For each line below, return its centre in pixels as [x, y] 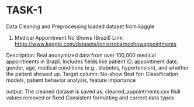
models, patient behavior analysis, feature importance [71, 80]
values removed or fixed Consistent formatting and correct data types [90, 98]
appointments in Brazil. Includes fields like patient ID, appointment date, [92, 61]
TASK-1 [24, 10]
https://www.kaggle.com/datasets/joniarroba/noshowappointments [96, 44]
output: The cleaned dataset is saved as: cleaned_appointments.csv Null [93, 91]
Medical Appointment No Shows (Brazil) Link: [69, 37]
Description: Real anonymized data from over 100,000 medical [81, 55]
